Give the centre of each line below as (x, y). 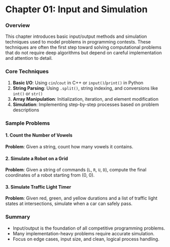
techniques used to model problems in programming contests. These (78, 42)
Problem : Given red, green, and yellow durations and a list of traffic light (81, 198)
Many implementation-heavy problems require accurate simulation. (83, 233)
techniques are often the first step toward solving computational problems (83, 48)
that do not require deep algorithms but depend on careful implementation (84, 53)
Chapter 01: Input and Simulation (77, 9)
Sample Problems (28, 123)
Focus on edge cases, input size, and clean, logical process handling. (86, 239)
